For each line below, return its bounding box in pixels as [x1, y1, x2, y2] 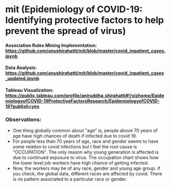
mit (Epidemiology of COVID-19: [5, 4, 143, 15]
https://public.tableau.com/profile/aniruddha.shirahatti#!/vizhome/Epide [5, 92, 164, 99]
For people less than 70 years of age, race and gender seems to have [12, 138, 159, 144]
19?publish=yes [5, 103, 40, 109]
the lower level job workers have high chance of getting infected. [12, 160, 149, 166]
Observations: [5, 116, 42, 123]
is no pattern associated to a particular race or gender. [12, 176, 127, 182]
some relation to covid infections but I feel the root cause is [12, 144, 137, 150]
